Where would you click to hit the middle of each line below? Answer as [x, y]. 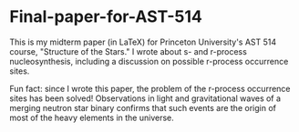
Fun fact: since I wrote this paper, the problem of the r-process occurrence [150, 88]
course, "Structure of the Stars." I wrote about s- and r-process [129, 51]
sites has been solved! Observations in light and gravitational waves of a [145, 98]
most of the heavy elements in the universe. [92, 117]
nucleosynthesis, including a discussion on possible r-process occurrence [149, 61]
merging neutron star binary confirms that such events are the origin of [143, 107]
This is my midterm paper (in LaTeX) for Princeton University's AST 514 [143, 42]
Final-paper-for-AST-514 [106, 17]
